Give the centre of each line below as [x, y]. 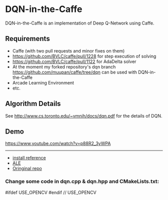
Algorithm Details [33, 104]
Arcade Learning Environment [43, 82]
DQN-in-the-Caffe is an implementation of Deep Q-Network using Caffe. [80, 23]
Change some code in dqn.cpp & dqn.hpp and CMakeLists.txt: [82, 181]
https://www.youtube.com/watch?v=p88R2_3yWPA [58, 143]
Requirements [27, 39]
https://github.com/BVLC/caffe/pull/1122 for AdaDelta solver [74, 61]
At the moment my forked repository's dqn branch [64, 66]
